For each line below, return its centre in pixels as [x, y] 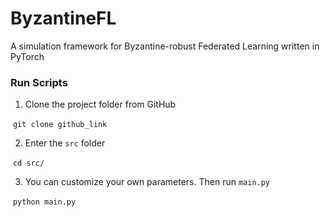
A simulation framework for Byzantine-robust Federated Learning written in [165, 46]
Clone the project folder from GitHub [100, 104]
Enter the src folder [65, 143]
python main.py [44, 202]
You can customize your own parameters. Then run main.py [147, 182]
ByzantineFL [63, 18]
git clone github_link [60, 125]
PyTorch [27, 56]
